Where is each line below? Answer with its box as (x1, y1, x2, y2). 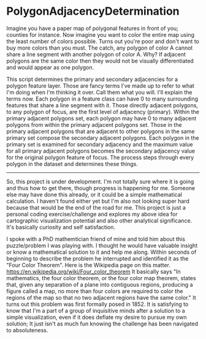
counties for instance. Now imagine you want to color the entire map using (6, 31, 195, 38)
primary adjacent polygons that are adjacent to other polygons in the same (6, 128, 195, 135)
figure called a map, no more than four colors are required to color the (6, 287, 183, 295)
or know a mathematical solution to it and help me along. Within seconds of (6, 248, 197, 256)
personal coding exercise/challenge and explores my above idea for (6, 210, 178, 218)
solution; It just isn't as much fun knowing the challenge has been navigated (6, 320, 198, 327)
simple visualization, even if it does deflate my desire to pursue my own (6, 313, 187, 321)
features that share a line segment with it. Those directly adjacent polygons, (6, 101, 198, 109)
